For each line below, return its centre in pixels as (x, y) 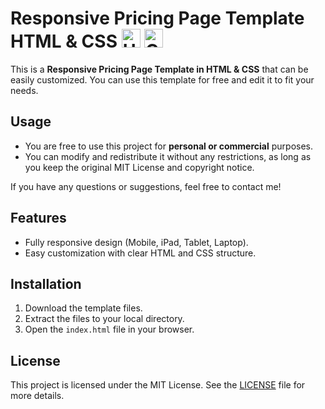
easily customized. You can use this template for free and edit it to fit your (162, 79)
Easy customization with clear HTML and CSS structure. (140, 253)
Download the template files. (83, 308)
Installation (46, 283)
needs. (24, 90)
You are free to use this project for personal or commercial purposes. (168, 146)
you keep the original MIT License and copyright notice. (139, 167)
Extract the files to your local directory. (104, 319)
